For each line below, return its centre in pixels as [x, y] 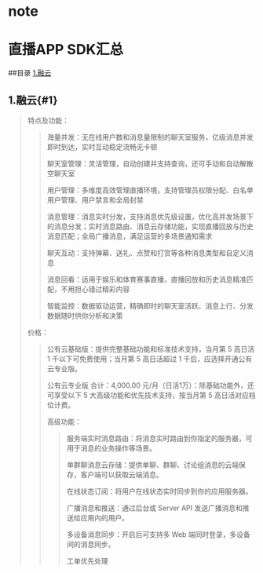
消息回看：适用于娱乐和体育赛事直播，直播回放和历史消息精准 [147, 279]
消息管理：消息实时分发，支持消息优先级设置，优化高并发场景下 [150, 216]
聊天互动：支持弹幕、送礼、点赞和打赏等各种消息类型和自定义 [147, 253]
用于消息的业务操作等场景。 [111, 448]
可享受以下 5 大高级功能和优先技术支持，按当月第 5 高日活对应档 [151, 395]
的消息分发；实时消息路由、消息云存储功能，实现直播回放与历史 [150, 226]
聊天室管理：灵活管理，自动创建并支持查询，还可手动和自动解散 [150, 163]
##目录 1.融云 [30, 73]
